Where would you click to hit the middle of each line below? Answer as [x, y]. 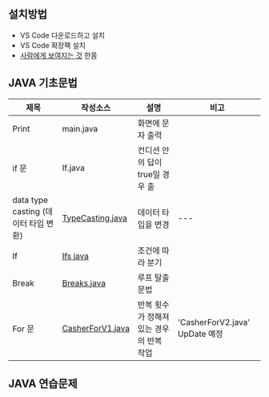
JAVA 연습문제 [43, 384]
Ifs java [76, 256]
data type [30, 200]
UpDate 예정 [200, 334]
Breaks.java [84, 283]
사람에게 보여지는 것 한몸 [58, 55]
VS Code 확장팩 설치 [53, 45]
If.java [74, 168]
